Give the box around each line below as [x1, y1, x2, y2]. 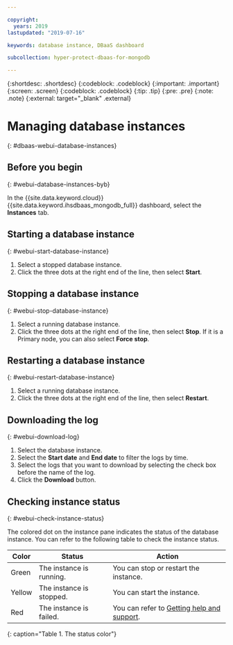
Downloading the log [7, 414, 99, 426]
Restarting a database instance [7, 354, 146, 366]
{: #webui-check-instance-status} [7, 514, 105, 522]
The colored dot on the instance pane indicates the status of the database [7, 528, 219, 536]
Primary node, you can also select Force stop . [17, 334, 150, 343]
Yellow [10, 587, 33, 597]
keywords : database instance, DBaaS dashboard [7, 42, 144, 49]
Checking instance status [7, 496, 121, 507]
